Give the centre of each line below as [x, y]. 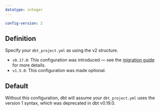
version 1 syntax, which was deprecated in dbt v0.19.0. [60, 103]
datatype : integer [24, 10]
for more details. [29, 65]
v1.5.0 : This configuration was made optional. [59, 71]
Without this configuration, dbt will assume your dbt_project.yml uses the [80, 98]
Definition [20, 38]
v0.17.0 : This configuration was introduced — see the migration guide [83, 60]
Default [17, 86]
